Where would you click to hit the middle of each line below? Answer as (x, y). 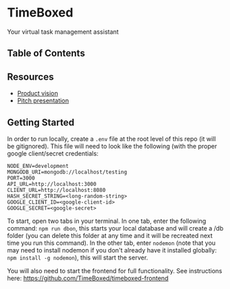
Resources (31, 77)
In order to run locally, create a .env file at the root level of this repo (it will (112, 138)
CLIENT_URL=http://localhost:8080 (57, 190)
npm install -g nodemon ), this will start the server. (78, 257)
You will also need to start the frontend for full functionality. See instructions (115, 270)
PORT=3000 (21, 178)
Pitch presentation (43, 100)
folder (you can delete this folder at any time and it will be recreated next (110, 235)
